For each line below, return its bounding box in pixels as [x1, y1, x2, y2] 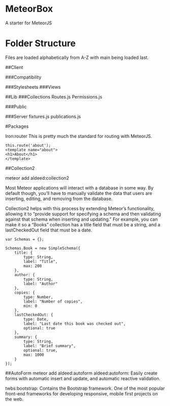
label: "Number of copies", [23, 299, 83, 304]
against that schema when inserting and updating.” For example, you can [5, 216, 158, 222]
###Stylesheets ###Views [5, 84, 61, 90]
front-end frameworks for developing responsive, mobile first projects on [5, 390, 158, 396]
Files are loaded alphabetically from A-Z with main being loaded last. [5, 54, 149, 60]
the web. [5, 396, 24, 402]
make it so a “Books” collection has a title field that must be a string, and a [5, 221, 161, 227]
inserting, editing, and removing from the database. [5, 195, 113, 201]
